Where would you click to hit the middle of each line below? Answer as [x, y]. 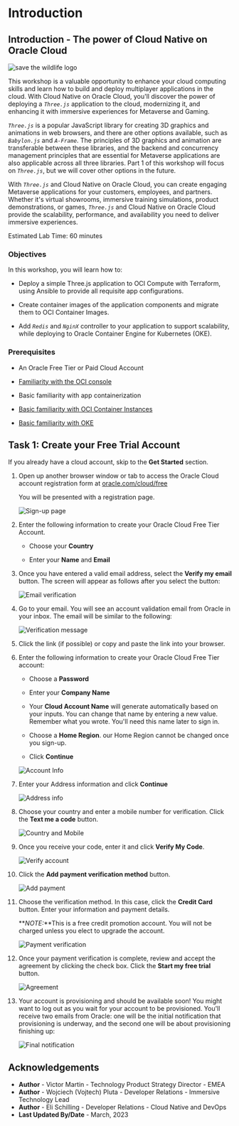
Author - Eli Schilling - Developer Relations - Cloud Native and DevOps [122, 1108]
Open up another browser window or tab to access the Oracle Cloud [118, 476]
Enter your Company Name [69, 693]
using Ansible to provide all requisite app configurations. [101, 291]
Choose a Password [59, 679]
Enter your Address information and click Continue [93, 784]
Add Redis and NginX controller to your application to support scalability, [124, 326]
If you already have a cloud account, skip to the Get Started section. [108, 462]
